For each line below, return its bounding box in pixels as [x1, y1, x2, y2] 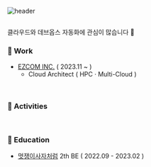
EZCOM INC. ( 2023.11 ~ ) [17, 62, 92, 71]
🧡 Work [7, 46, 33, 56]
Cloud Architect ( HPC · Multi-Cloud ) [28, 69, 137, 78]
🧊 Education [7, 134, 50, 144]
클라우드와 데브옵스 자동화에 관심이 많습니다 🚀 [7, 28, 135, 37]
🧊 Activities [7, 101, 48, 111]
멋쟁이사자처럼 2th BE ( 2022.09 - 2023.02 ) [17, 152, 145, 161]
